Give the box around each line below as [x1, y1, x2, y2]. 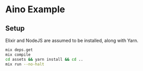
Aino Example [5, 4, 65, 15]
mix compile [5, 52, 31, 57]
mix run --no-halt [5, 61, 44, 67]
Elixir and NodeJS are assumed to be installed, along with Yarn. [5, 37, 139, 43]
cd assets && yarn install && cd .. [5, 57, 83, 62]
